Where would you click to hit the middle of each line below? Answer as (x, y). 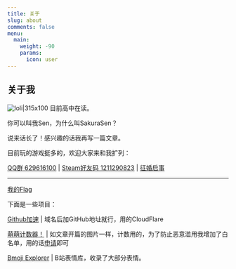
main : (22, 40)
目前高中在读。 (71, 108)
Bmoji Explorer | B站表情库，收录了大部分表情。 (76, 258)
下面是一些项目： (32, 204)
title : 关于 (24, 14)
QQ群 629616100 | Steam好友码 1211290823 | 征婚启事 (86, 168)
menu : (15, 33)
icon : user (42, 60)
